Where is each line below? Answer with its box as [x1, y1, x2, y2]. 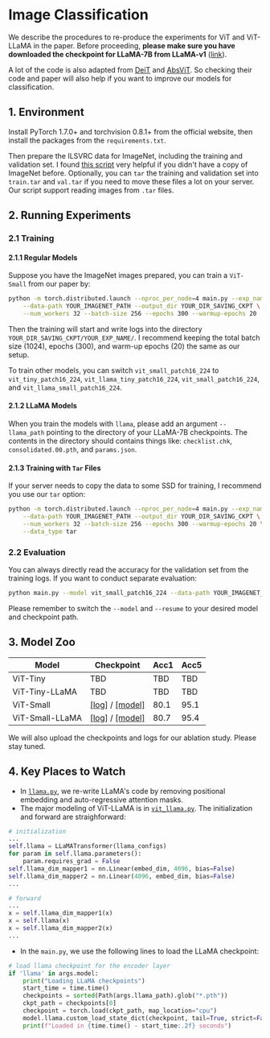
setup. [8, 349, 30, 359]
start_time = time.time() [22, 984, 110, 992]
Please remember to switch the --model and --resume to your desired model [8, 603, 259, 613]
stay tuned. [8, 741, 46, 751]
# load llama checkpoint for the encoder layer [8, 961, 171, 970]
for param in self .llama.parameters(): [8, 850, 142, 858]
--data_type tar [22, 527, 78, 536]
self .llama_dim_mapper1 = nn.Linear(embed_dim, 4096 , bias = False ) [8, 864, 235, 873]
